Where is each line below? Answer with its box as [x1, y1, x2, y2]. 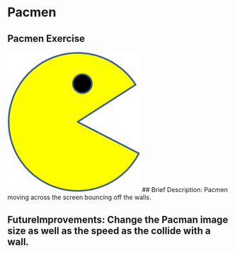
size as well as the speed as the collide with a [7, 225, 211, 237]
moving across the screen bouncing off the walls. [7, 193, 151, 202]
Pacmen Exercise [7, 33, 85, 45]
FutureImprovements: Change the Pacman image [7, 213, 229, 225]
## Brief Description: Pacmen [141, 186, 228, 194]
